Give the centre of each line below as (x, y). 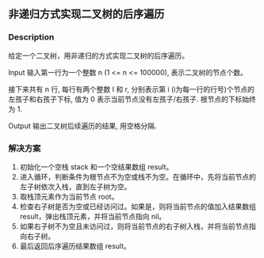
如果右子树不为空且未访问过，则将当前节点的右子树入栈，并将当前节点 (134, 226)
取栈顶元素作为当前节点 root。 (69, 196)
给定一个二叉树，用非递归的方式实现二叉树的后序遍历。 (98, 55)
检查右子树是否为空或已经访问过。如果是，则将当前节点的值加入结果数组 (138, 206)
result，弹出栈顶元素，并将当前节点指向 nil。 (93, 216)
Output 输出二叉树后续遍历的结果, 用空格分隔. (82, 126)
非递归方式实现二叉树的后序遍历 (86, 14)
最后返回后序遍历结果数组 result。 (75, 246)
